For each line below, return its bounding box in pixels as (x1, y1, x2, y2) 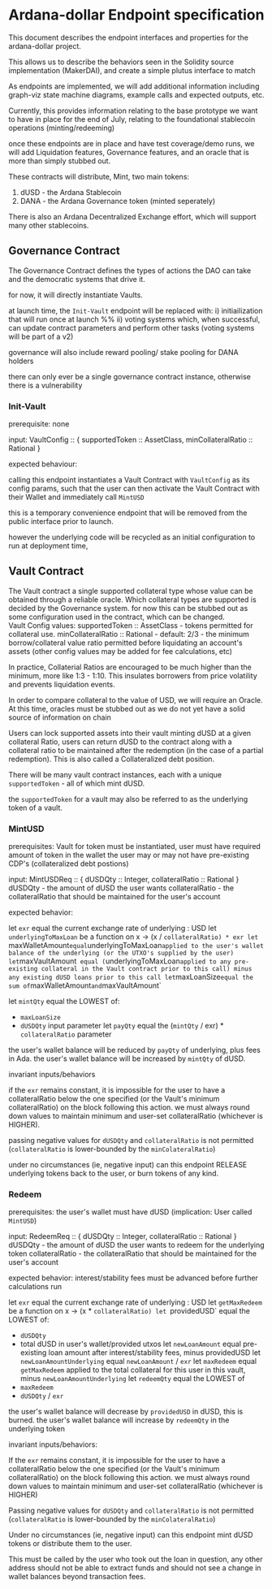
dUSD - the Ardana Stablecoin (19, 187, 122, 197)
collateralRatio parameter (19, 1029, 112, 1039)
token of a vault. (8, 803, 63, 812)
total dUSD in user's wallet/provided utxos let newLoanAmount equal (19, 1339, 242, 1349)
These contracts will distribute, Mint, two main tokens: (8, 171, 189, 181)
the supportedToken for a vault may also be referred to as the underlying (8, 794, 248, 803)
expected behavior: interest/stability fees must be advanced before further (8, 1273, 258, 1283)
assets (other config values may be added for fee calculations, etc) (8, 646, 233, 656)
